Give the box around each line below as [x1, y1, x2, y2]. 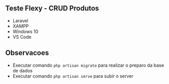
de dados [12, 67, 33, 73]
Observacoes [5, 48, 49, 58]
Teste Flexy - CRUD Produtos [5, 4, 99, 13]
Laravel [12, 17, 29, 23]
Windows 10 [12, 28, 39, 35]
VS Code [12, 34, 32, 40]
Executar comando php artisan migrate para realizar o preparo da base [12, 62, 164, 68]
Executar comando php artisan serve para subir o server [12, 73, 133, 79]
